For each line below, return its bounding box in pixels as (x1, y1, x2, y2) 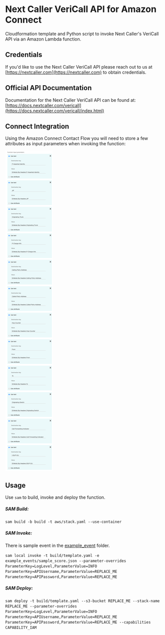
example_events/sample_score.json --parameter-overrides (5, 558, 126, 564)
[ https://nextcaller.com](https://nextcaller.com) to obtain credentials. (5, 69, 146, 75)
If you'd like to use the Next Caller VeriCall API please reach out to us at (5, 64, 152, 70)
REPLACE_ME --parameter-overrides (5, 604, 77, 609)
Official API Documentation (5, 84, 92, 92)
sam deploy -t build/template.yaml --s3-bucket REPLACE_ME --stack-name (5, 598, 160, 604)
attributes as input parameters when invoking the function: (5, 141, 126, 147)
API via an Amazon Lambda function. (5, 36, 81, 42)
